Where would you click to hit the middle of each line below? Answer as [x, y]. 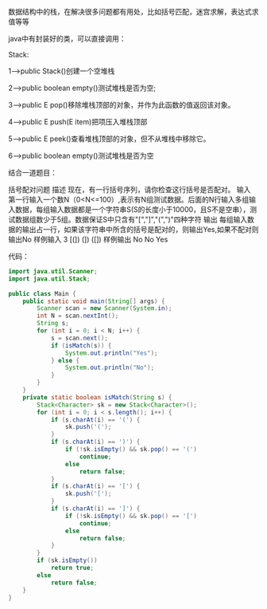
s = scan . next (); [79, 338]
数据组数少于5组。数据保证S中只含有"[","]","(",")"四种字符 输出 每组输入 [131, 219]
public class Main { [43, 293]
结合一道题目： [33, 173]
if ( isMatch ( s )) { [81, 345]
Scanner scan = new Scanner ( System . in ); [104, 308]
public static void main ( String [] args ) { [94, 301]
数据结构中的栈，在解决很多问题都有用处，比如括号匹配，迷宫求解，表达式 [130, 12]
